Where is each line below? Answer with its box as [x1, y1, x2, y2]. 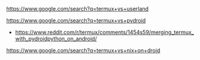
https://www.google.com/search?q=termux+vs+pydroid [6, 17, 146, 24]
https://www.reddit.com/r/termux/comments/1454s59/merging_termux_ [15, 28, 194, 36]
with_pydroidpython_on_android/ [15, 35, 97, 42]
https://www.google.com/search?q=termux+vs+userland [6, 5, 149, 12]
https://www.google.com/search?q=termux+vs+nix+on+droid [6, 47, 161, 54]
